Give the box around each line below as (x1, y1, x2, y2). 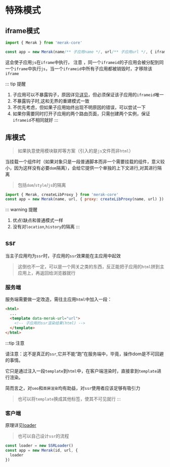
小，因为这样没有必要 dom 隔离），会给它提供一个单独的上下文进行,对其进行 (5, 164, 158, 171)
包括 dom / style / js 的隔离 (17, 182, 66, 188)
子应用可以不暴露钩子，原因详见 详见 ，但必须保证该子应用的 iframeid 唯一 (12, 91, 164, 97)
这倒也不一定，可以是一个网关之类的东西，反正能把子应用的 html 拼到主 (17, 263, 164, 270)
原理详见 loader (5, 422, 36, 428)
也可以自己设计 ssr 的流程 (17, 432, 69, 439)
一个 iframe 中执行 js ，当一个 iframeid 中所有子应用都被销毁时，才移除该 (5, 65, 153, 72)
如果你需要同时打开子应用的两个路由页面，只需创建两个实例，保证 (12, 110, 150, 117)
